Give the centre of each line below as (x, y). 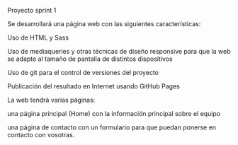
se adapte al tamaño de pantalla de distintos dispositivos (90, 59)
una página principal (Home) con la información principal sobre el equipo (114, 114)
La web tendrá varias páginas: (51, 100)
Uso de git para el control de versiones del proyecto (83, 72)
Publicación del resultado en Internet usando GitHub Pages (94, 86)
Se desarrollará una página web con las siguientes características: (104, 24)
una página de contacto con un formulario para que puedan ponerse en (112, 127)
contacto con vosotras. (41, 135)
